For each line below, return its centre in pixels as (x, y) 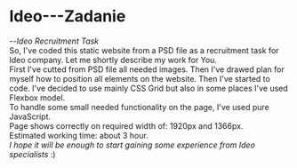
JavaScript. (30, 116)
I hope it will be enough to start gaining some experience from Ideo (132, 145)
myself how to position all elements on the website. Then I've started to (140, 78)
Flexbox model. (37, 97)
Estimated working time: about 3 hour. (79, 135)
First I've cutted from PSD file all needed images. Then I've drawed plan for (147, 69)
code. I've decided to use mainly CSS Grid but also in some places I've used (149, 88)
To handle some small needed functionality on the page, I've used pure (139, 107)
